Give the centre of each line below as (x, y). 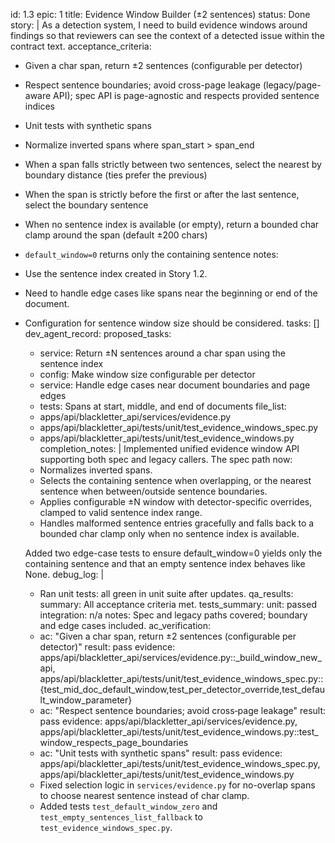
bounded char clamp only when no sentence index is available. (169, 533)
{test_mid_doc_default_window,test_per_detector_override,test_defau (182, 689)
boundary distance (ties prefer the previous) (116, 175)
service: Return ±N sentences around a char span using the (163, 353)
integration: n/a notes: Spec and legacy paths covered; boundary (173, 615)
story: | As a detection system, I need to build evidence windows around (159, 25)
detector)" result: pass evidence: (107, 647)
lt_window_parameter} (86, 700)
